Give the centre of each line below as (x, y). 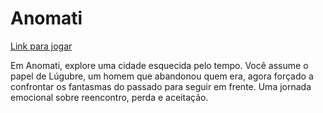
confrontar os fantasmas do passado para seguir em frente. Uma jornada (161, 86)
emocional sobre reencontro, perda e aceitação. (109, 97)
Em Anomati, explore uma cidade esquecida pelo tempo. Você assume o (159, 65)
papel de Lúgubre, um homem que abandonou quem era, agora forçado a (162, 76)
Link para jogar (41, 46)
